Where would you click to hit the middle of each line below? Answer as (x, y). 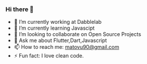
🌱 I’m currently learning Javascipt (54, 28)
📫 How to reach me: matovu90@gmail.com (66, 47)
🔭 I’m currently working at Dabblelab (58, 22)
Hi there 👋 (20, 9)
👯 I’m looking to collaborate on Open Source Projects (77, 34)
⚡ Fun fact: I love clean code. (49, 56)
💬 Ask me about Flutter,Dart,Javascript (60, 41)
